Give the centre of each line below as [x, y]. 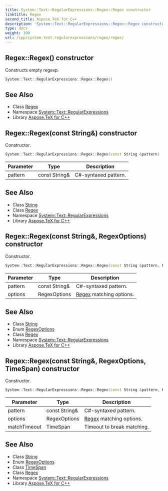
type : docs [16, 28]
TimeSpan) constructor [42, 369]
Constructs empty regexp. [32, 70]
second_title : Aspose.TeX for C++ [41, 19]
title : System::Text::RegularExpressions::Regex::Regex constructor [78, 10]
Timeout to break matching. [116, 427]
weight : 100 [17, 33]
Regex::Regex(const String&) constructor [71, 133]
